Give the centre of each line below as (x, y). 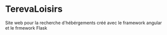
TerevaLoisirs (34, 9)
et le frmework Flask (26, 28)
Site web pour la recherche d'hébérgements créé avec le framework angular (83, 23)
